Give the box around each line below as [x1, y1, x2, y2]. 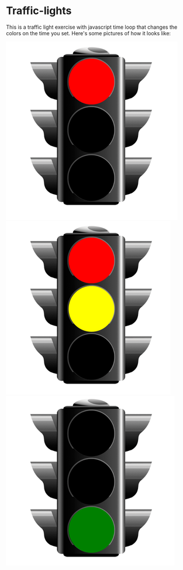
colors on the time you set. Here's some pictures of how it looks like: [6, 29, 171, 36]
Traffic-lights [6, 4, 72, 18]
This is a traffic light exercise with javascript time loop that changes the [6, 23, 178, 30]
